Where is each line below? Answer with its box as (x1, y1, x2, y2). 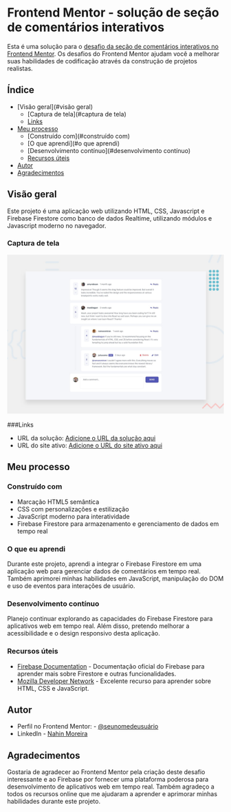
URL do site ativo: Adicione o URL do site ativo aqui (16, 441, 163, 449)
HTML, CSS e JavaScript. (16, 684, 89, 692)
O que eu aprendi (7, 544, 66, 554)
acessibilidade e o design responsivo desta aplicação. (7, 629, 160, 638)
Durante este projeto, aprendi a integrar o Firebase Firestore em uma (7, 560, 201, 568)
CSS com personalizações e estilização (16, 505, 129, 513)
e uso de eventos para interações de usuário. (7, 581, 135, 590)
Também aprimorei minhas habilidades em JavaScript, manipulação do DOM (7, 574, 224, 582)
